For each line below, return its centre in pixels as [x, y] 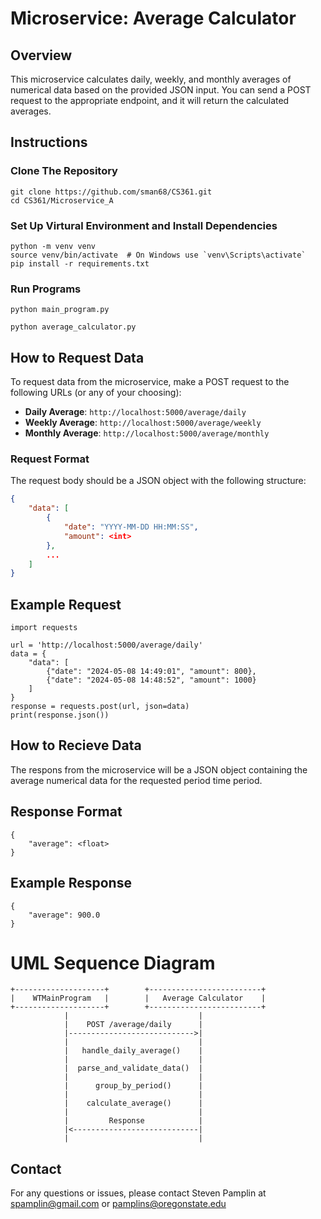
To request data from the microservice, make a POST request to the [150, 382]
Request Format [50, 459]
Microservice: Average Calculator [153, 18]
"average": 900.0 [64, 915]
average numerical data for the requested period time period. [136, 780]
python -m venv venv [53, 246]
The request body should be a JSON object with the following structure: [158, 481]
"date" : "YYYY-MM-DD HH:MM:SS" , [131, 527]
